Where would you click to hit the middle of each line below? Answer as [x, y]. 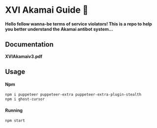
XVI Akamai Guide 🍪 [47, 10]
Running [14, 110]
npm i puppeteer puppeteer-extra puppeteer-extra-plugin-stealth [73, 95]
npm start [15, 121]
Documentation [29, 44]
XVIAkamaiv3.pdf [24, 56]
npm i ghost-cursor [25, 99]
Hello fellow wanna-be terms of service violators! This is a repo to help [78, 24]
